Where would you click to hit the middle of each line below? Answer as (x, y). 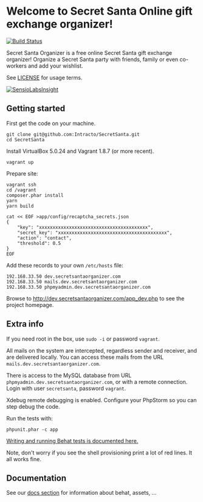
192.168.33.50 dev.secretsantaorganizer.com (64, 276)
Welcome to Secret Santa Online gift (99, 11)
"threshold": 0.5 (39, 243)
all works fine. (24, 459)
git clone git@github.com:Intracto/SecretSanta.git (73, 134)
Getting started (36, 109)
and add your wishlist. (56, 66)
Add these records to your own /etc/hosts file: (65, 265)
